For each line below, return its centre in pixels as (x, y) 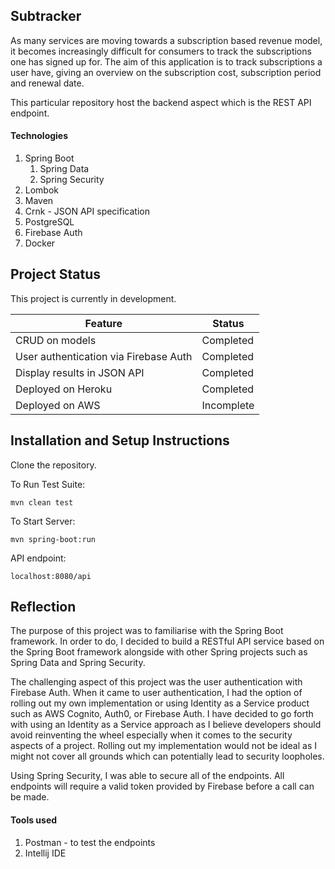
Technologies (39, 136)
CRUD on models (56, 340)
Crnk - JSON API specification (87, 211)
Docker (40, 243)
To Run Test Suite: (48, 484)
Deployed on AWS (58, 405)
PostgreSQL (49, 222)
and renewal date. (47, 83)
